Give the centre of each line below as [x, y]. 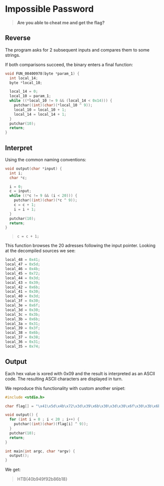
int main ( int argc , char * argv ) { [40, 451]
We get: [13, 470]
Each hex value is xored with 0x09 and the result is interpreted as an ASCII [80, 373]
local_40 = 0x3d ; [23, 296]
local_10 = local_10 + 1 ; [40, 110]
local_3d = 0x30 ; [23, 310]
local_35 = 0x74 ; [23, 346]
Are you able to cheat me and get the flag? [61, 23]
